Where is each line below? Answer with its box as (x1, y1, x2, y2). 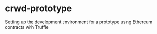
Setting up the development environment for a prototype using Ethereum (5, 19, 153, 25)
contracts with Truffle (5, 24, 49, 30)
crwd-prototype (5, 3, 72, 14)
